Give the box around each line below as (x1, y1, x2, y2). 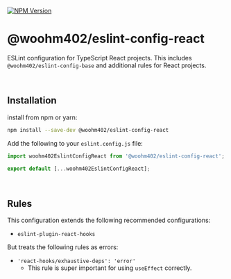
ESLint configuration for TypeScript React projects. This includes (7, 53, 192, 62)
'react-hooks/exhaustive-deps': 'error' (17, 257, 136, 265)
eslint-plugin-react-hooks (17, 231, 96, 238)
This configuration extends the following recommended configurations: (7, 216, 211, 225)
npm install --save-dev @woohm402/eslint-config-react (7, 126, 169, 133)
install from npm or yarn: (7, 113, 78, 121)
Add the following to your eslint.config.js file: (7, 139, 144, 147)
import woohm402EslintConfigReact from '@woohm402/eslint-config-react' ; (7, 153, 225, 160)
